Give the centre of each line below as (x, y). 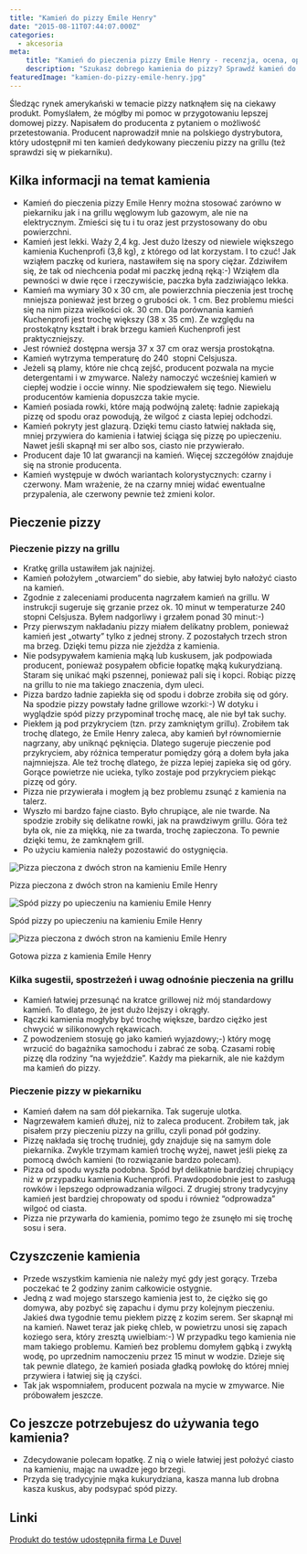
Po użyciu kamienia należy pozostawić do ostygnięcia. (125, 850)
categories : (32, 35)
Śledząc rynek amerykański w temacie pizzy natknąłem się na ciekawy (143, 103)
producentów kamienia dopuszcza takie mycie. (111, 396)
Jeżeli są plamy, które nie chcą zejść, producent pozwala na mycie (148, 367)
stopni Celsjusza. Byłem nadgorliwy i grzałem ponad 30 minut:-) (143, 617)
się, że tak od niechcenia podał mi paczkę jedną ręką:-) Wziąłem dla (151, 270)
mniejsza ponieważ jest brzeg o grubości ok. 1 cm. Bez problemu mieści (158, 300)
